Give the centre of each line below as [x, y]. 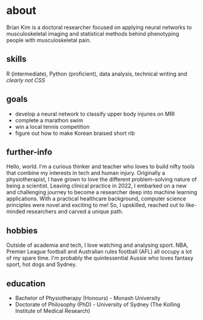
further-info [29, 152]
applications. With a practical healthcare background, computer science [96, 199]
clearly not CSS [26, 80]
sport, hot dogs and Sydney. [42, 264]
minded [16, 212]
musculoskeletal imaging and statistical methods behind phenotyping [93, 33]
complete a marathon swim [49, 120]
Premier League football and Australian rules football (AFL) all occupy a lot [99, 252]
